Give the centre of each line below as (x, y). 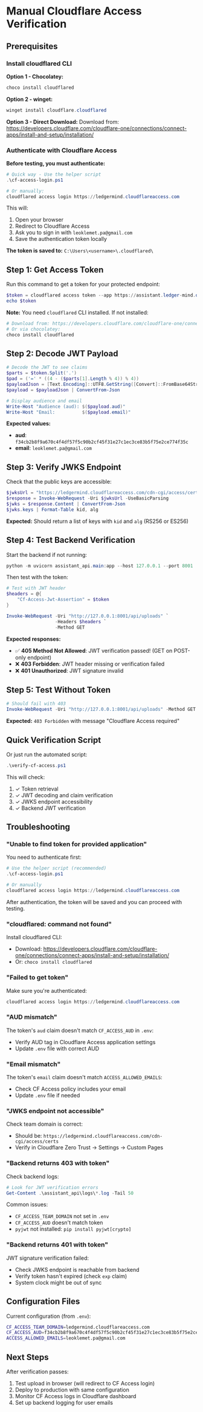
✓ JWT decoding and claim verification (64, 795)
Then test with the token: (37, 577)
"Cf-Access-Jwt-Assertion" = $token (63, 600)
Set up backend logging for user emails (64, 1402)
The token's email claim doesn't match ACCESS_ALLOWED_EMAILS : (84, 1077)
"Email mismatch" (34, 1064)
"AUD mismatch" (32, 1017)
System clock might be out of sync (58, 1282)
